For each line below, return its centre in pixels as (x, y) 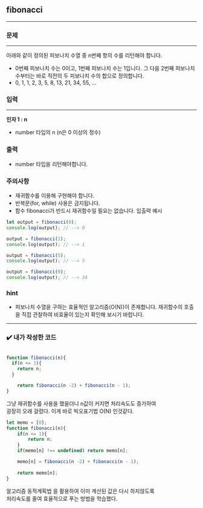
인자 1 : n (17, 119)
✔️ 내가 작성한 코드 (31, 338)
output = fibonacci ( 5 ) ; (36, 255)
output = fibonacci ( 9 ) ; (36, 272)
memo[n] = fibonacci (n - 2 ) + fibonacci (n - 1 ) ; (78, 462)
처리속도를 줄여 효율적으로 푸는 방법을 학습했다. (62, 498)
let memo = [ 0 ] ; (27, 423)
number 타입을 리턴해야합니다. (51, 164)
